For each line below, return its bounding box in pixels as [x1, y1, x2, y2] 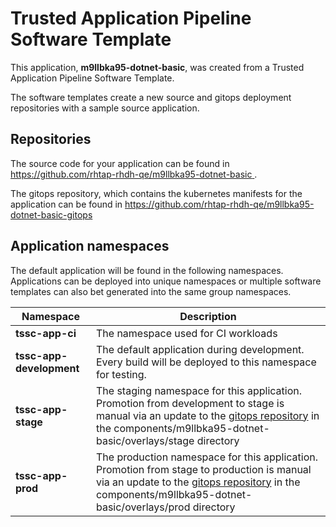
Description [179, 309, 237, 323]
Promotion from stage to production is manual [95, 462, 312, 476]
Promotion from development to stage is [95, 396, 285, 410]
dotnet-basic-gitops [10, 208, 93, 221]
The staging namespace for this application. [95, 383, 303, 397]
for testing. [95, 367, 147, 381]
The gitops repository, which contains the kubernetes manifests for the [10, 187, 303, 199]
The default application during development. [95, 342, 305, 356]
